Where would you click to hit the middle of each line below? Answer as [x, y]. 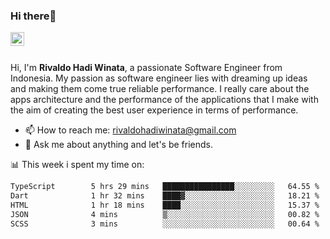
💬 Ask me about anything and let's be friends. [119, 145]
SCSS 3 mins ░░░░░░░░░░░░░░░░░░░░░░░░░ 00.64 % [165, 224]
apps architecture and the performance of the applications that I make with [164, 100]
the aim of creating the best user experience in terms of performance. [154, 110]
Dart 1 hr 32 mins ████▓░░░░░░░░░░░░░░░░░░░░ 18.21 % [165, 196]
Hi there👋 [33, 16]
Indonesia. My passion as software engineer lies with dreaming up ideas [159, 78]
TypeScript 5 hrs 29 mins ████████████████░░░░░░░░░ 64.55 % [165, 187]
